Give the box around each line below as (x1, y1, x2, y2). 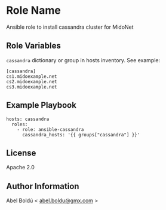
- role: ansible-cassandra (17, 126, 84, 132)
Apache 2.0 (6, 164, 35, 171)
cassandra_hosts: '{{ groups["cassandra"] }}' (21, 132, 140, 138)
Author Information (6, 181, 79, 191)
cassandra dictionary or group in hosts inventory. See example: (6, 56, 161, 63)
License (6, 148, 36, 158)
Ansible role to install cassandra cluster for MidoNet (6, 23, 134, 31)
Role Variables (6, 41, 61, 51)
